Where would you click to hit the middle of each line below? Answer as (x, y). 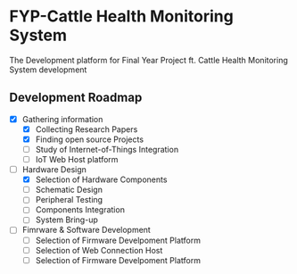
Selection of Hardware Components (101, 179)
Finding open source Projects (90, 139)
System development (48, 70)
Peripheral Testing (69, 200)
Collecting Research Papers (87, 129)
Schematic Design (69, 190)
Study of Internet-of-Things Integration (107, 149)
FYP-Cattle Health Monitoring (121, 17)
